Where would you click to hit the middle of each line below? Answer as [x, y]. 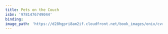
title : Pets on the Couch [32, 10]
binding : [14, 19]
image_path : [17, 24]
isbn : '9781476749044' [29, 14]
